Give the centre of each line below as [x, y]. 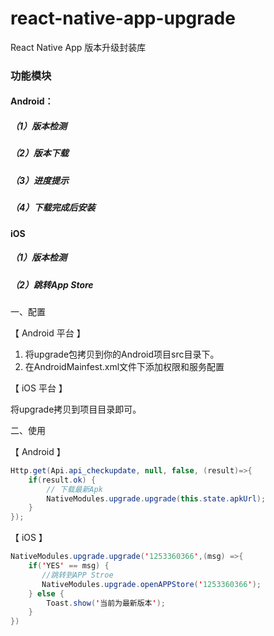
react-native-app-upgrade [123, 18]
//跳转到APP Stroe [77, 575]
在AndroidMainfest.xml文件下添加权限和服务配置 [124, 366]
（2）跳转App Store [52, 284]
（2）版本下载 [39, 153]
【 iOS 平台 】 [39, 388]
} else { [46, 593]
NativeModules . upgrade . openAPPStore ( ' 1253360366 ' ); [151, 584]
